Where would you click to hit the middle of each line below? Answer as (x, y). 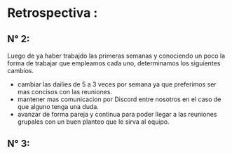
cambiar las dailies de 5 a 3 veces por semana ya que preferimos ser (117, 84)
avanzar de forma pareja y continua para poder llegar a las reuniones (117, 114)
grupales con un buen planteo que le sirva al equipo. (93, 122)
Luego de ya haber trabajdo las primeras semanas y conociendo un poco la (116, 56)
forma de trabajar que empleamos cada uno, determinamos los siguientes (114, 63)
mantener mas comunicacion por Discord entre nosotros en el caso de (119, 99)
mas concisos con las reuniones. (64, 92)
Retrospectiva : (53, 13)
